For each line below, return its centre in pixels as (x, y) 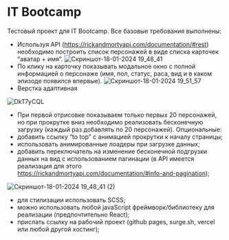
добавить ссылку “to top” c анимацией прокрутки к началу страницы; (120, 137)
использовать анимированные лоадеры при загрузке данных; (109, 144)
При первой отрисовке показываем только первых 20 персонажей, (117, 115)
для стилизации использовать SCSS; (71, 199)
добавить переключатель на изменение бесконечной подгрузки (112, 151)
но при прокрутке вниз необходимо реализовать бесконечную (110, 122)
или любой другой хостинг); (58, 229)
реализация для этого (50, 166)
